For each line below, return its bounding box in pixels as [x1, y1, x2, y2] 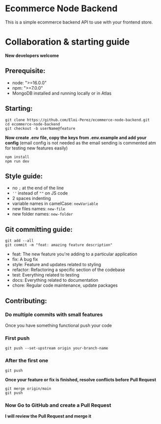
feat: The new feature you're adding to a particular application [12, 251, 138, 257]
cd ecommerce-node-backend [5, 122, 60, 126]
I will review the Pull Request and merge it [5, 413, 92, 419]
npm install [5, 154, 29, 159]
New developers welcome [5, 52, 59, 58]
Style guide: [5, 172, 43, 180]
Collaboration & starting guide [5, 36, 130, 48]
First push [5, 334, 30, 341]
